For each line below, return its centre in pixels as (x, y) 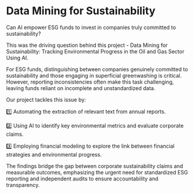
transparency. (23, 185)
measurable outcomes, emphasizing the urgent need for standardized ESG (97, 172)
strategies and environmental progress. (54, 154)
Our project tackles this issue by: (46, 100)
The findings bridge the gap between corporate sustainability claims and (95, 166)
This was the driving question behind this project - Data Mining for (87, 45)
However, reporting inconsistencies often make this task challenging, (90, 82)
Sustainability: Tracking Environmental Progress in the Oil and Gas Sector (95, 51)
